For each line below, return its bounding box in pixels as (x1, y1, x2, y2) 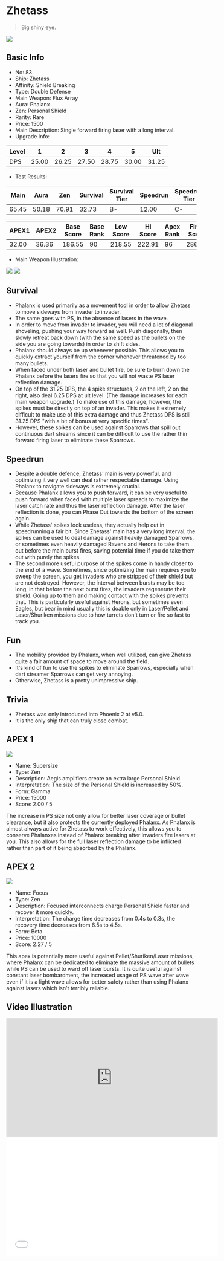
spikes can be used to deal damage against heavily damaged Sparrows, (14, 534, 194, 542)
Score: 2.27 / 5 (14, 941, 53, 948)
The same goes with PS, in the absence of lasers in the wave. (14, 314, 168, 322)
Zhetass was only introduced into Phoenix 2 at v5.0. (14, 711, 144, 718)
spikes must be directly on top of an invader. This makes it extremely (14, 404, 187, 412)
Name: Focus (14, 889, 48, 896)
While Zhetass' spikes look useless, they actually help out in (14, 521, 165, 529)
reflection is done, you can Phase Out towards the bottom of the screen (14, 508, 193, 516)
